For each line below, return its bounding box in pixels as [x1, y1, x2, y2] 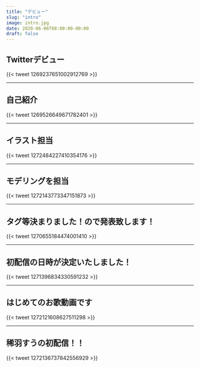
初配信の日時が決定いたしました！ [6, 257, 132, 267]
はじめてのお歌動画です [6, 297, 92, 307]
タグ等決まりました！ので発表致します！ [6, 216, 155, 226]
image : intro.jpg [6, 20, 49, 26]
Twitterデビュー [6, 54, 65, 64]
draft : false [6, 31, 39, 37]
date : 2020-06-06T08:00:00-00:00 [6, 25, 89, 32]
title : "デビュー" [6, 8, 49, 15]
